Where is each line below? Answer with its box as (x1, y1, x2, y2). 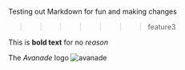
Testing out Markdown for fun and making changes (8, 7, 178, 16)
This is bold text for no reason (8, 37, 109, 47)
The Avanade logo (8, 53, 70, 62)
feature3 (147, 22, 176, 31)
